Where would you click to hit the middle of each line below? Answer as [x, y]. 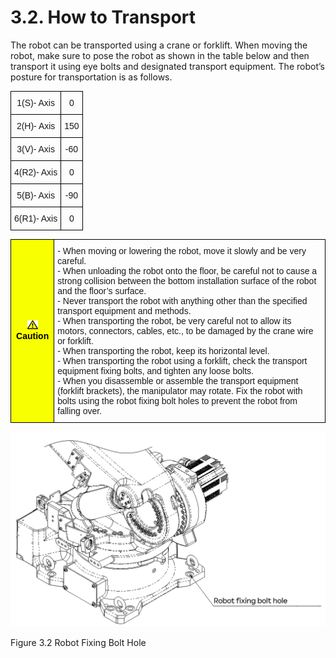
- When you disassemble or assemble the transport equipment [178, 380]
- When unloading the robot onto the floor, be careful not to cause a [187, 270]
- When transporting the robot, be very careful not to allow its [174, 320]
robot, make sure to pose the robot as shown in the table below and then [160, 55]
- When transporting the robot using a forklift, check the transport [182, 360]
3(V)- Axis [35, 149]
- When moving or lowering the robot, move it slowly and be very [182, 250]
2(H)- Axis [36, 125]
